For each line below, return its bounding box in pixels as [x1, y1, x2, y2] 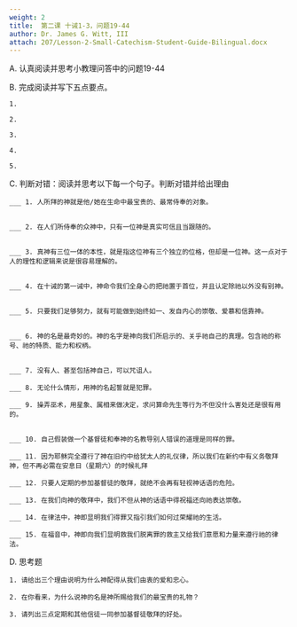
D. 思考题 [9, 556, 43, 568]
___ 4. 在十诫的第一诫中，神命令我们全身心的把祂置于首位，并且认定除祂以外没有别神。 [9, 282, 288, 291]
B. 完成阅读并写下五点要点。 [9, 82, 113, 93]
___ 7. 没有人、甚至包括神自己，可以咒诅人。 [9, 366, 157, 375]
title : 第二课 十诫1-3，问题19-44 [9, 21, 130, 30]
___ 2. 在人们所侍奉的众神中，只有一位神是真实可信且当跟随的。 [9, 223, 215, 231]
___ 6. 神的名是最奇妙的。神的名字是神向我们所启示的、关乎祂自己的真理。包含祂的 [9, 332, 275, 341]
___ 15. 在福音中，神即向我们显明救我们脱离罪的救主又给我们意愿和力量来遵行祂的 [9, 530, 272, 539]
